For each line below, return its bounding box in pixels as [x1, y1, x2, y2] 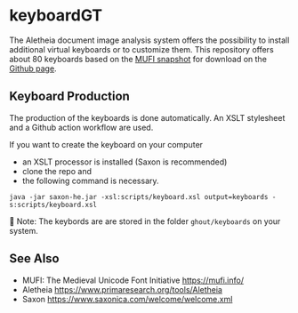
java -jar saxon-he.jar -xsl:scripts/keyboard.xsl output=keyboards [9, 192, 269, 201]
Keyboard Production [9, 89, 131, 104]
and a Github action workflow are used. [9, 122, 154, 132]
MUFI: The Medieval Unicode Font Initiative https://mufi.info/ [21, 275, 245, 285]
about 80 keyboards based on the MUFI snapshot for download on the [9, 53, 267, 64]
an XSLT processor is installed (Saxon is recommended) [21, 156, 228, 167]
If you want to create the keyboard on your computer [9, 139, 203, 149]
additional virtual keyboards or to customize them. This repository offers [9, 44, 274, 54]
